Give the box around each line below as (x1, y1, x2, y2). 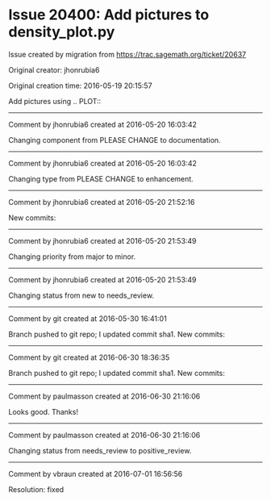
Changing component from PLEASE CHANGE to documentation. (8, 135, 221, 144)
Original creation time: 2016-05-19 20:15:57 (8, 81, 152, 90)
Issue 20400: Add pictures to (8, 6, 210, 24)
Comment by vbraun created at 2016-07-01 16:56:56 (8, 469, 183, 478)
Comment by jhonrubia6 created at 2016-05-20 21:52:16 (8, 197, 195, 207)
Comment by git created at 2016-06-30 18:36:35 (8, 353, 170, 362)
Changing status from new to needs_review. (8, 290, 155, 300)
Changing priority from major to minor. (8, 252, 136, 261)
